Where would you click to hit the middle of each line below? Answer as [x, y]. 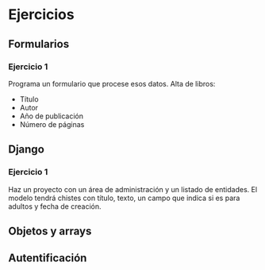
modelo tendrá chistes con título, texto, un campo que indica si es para [124, 198]
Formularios [39, 44]
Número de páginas [52, 124]
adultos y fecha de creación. [55, 206]
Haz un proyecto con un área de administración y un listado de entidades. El [133, 189]
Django [27, 150]
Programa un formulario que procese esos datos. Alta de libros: [112, 83]
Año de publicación [51, 116]
